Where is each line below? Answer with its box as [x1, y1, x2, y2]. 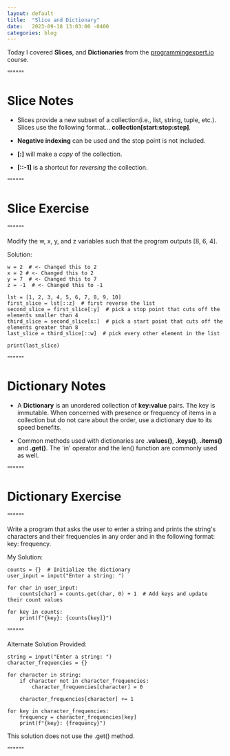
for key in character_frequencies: [7, 708, 109, 715]
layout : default [7, 10, 54, 17]
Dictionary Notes [7, 379, 107, 394]
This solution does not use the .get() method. [7, 732, 136, 740]
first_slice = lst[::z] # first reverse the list [7, 300, 156, 307]
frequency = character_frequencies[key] [19, 714, 137, 721]
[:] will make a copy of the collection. [17, 150, 123, 159]
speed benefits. [17, 424, 62, 432]
